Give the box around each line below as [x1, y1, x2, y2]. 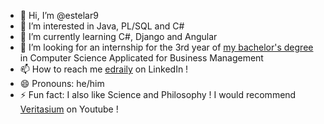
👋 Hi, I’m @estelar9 [19, 10, 99, 21]
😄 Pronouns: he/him [19, 78, 105, 89]
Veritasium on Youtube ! [19, 103, 119, 115]
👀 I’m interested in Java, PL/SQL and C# [19, 20, 185, 32]
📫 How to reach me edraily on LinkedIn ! [19, 63, 189, 75]
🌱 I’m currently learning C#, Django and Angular [19, 31, 218, 42]
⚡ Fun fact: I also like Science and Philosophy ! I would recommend [19, 89, 297, 100]
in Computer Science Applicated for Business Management [19, 52, 264, 64]
